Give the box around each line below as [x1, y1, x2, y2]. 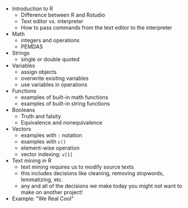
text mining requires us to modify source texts [20, 163, 134, 170]
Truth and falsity [20, 113, 61, 120]
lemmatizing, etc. [20, 176, 64, 183]
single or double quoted [20, 56, 80, 63]
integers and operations [20, 37, 80, 44]
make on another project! [20, 189, 83, 195]
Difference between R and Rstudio [20, 11, 106, 18]
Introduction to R [11, 5, 54, 12]
